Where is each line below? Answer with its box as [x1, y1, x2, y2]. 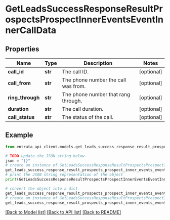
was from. [62, 83, 86, 90]
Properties [5, 45, 39, 53]
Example [5, 131, 33, 140]
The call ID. [62, 68, 89, 75]
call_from [8, 79, 31, 86]
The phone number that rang [62, 91, 131, 98]
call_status [8, 114, 35, 120]
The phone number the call [62, 76, 126, 83]
